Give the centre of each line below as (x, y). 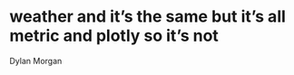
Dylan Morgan (36, 61)
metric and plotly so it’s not (114, 36)
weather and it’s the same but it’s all (147, 17)
